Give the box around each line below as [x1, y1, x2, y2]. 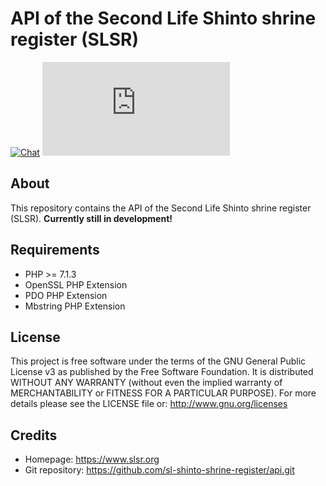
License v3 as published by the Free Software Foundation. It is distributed [10, 366, 314, 378]
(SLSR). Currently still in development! [10, 212, 173, 224]
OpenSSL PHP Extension [24, 278, 128, 291]
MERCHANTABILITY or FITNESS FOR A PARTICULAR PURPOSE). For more [10, 387, 317, 399]
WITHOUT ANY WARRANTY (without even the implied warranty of [10, 377, 283, 389]
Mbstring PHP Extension [24, 300, 126, 312]
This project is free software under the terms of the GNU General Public [10, 355, 307, 367]
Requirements [10, 242, 100, 259]
